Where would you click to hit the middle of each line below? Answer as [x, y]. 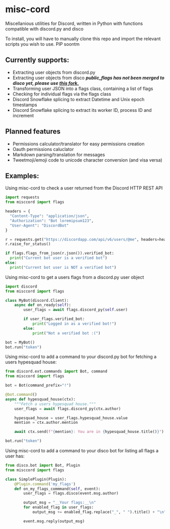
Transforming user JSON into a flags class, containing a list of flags [83, 88]
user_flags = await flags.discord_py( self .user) [76, 310]
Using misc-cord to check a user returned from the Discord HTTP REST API [84, 188]
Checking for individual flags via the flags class [62, 94]
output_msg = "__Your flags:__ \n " [60, 503]
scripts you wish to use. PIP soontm [42, 44]
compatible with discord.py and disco [44, 28]
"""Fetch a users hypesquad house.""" [55, 404]
